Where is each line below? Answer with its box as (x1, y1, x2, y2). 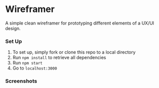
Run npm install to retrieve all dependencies (12, 54, 107, 60)
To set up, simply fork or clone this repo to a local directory (12, 49, 136, 55)
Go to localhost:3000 (12, 65, 57, 71)
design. (5, 25, 21, 31)
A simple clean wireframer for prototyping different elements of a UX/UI (5, 20, 154, 26)
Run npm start (12, 60, 43, 66)
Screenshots (5, 77, 37, 84)
